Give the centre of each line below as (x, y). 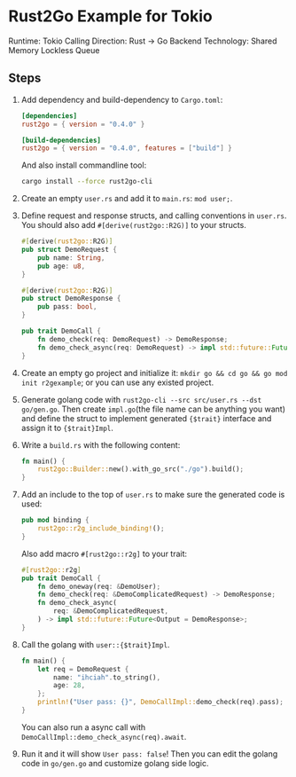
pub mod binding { (55, 521)
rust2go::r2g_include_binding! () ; (101, 529)
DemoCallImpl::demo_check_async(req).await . (104, 736)
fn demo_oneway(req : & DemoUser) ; (99, 586)
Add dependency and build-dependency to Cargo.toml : (122, 99)
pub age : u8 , (62, 266)
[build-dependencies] (61, 140)
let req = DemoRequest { (83, 669)
